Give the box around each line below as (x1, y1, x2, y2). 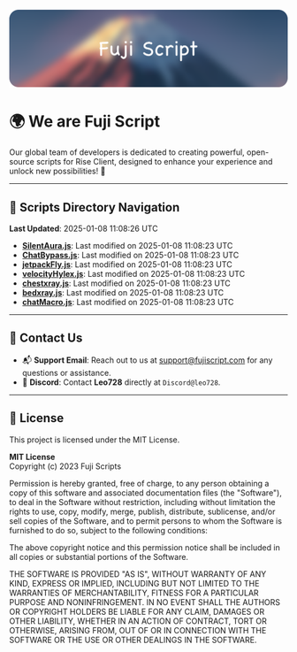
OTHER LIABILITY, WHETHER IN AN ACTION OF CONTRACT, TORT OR (9, 616, 267, 626)
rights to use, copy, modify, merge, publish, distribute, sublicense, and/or (9, 506, 276, 517)
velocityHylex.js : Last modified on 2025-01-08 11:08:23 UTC (21, 269, 246, 280)
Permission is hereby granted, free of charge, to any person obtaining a (9, 478, 270, 488)
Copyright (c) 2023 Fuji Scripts (9, 461, 122, 472)
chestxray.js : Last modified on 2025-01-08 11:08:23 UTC (21, 278, 232, 288)
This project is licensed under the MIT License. (9, 434, 180, 445)
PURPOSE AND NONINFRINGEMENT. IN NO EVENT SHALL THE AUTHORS (9, 596, 281, 607)
